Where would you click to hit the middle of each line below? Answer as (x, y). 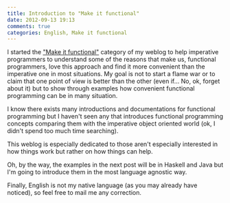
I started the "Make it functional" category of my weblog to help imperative (113, 52)
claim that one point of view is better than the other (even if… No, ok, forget (114, 81)
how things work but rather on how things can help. (80, 152)
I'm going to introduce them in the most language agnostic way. (97, 172)
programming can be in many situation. (62, 96)
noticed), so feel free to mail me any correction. (74, 193)
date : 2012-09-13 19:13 (41, 20)
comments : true (29, 26)
